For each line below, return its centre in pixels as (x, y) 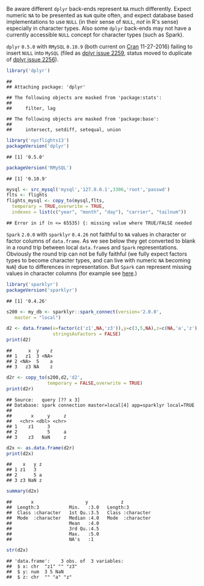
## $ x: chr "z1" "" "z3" (42, 566)
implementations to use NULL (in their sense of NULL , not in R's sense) (92, 22)
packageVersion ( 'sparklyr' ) (42, 290)
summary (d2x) (23, 491)
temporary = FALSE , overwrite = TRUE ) (95, 383)
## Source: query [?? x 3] (43, 400)
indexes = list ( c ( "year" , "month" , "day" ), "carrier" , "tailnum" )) (99, 212)
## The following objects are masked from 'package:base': (83, 119)
